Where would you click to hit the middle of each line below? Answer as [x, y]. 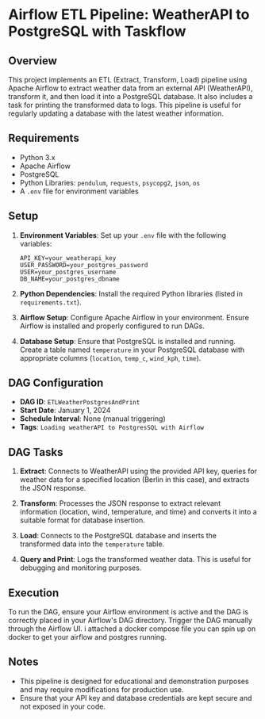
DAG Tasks [36, 452]
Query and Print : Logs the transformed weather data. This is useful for [135, 560]
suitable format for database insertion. [82, 520]
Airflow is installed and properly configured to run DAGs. [112, 326]
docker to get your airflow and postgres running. [87, 637]
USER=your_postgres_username [68, 272]
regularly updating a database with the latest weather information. [116, 113]
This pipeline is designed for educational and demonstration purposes [134, 681]
